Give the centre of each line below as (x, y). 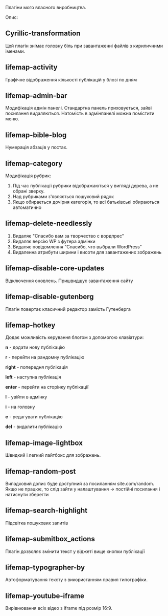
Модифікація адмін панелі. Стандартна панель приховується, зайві (79, 108)
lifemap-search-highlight (46, 511)
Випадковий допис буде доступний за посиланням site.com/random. (80, 483)
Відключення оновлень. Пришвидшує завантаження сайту (69, 281)
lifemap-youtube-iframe (45, 596)
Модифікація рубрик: (28, 176)
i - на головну (20, 407)
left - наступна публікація (33, 377)
